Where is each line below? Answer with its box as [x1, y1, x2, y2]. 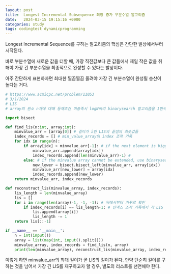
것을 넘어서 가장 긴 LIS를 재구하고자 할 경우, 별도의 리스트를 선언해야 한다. [14, 263, 161, 269]
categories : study [5, 21, 44, 27]
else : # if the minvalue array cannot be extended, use [23, 157, 145, 163]
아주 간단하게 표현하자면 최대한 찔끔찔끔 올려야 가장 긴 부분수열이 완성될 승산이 [5, 75, 162, 81]
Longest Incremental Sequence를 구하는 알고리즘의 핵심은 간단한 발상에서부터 [5, 41, 163, 47]
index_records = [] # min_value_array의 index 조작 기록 [14, 134, 132, 139]
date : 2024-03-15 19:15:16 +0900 [5, 17, 81, 22]
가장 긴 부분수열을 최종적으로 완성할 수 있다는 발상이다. [14, 65, 124, 71]
